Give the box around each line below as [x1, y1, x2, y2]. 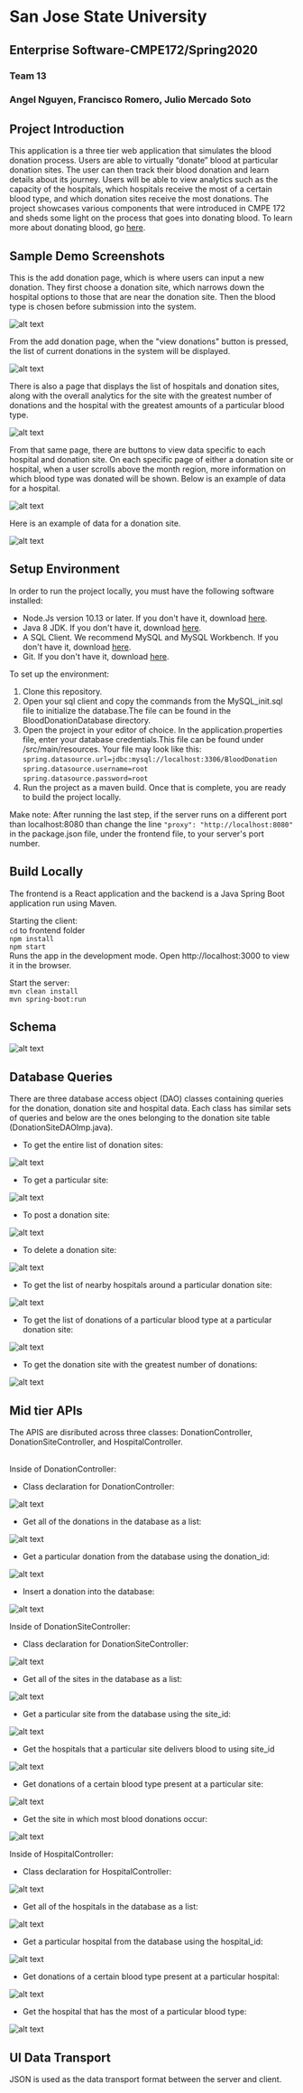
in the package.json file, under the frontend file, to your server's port [9, 828, 264, 839]
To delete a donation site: [22, 1245, 117, 1256]
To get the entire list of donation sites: [22, 1140, 164, 1151]
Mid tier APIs [9, 1403, 83, 1418]
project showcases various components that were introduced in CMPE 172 [9, 203, 286, 214]
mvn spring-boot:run [9, 995, 87, 1004]
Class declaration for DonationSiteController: [22, 1639, 189, 1649]
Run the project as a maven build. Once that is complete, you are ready [22, 781, 287, 792]
